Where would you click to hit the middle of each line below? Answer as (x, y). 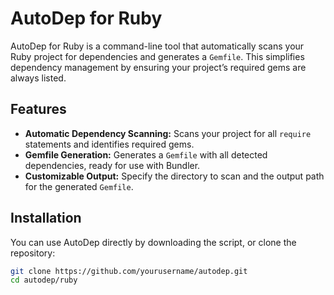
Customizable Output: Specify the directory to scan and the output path (174, 176)
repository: (33, 253)
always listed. (38, 78)
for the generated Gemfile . (79, 186)
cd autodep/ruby (44, 280)
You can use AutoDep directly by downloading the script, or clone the (153, 242)
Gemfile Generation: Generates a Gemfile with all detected (146, 154)
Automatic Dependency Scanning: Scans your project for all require (168, 133)
